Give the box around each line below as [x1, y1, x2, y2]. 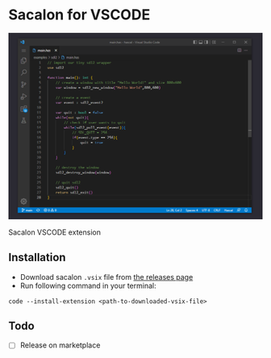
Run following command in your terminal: [19, 281, 156, 290]
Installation [8, 251, 66, 264]
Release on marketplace [19, 340, 101, 350]
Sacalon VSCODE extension [8, 227, 101, 237]
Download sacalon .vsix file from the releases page [19, 272, 194, 281]
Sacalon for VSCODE [8, 6, 151, 24]
